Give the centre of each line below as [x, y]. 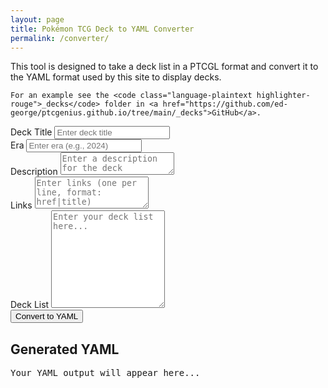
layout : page [37, 19]
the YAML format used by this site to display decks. [116, 77]
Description [34, 172]
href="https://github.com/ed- [225, 104]
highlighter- [283, 96]
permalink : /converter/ [60, 38]
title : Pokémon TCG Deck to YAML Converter [102, 29]
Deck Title [31, 132]
